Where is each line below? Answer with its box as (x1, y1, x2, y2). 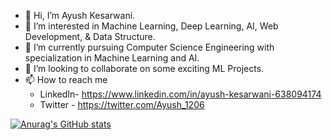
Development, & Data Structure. (24, 31, 156, 42)
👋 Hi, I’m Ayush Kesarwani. (24, 10, 136, 21)
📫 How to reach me (24, 74, 108, 85)
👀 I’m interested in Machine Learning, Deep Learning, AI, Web (24, 20, 279, 32)
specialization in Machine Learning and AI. (24, 52, 200, 64)
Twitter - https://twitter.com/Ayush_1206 (39, 99, 205, 110)
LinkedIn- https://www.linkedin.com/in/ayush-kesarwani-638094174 (39, 88, 322, 100)
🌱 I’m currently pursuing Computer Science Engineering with (24, 41, 275, 53)
